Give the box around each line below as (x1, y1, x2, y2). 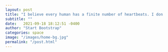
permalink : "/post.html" (5, 40, 57, 45)
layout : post (5, 7, 33, 12)
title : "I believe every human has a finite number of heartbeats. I (5, 12, 154, 17)
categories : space (5, 30, 44, 35)
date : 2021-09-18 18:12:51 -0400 (5, 21, 80, 26)
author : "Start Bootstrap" (5, 26, 62, 31)
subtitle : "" (5, 16, 33, 21)
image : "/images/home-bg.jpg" (5, 35, 69, 40)
